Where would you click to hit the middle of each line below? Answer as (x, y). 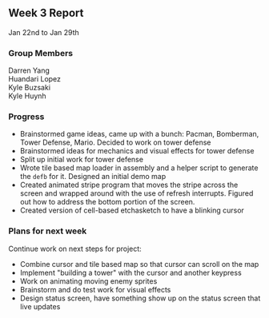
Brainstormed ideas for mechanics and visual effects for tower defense (137, 151)
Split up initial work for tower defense (82, 160)
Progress (26, 117)
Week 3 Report (46, 13)
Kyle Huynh (27, 96)
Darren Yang (29, 70)
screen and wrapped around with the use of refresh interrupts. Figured (137, 193)
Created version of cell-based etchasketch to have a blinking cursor (132, 210)
